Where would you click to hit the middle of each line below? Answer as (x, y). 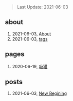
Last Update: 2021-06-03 (42, 7)
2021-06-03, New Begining (39, 93)
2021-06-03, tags (30, 39)
